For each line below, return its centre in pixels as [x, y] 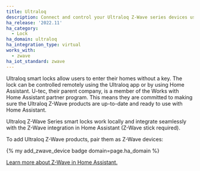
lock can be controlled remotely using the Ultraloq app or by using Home [95, 84]
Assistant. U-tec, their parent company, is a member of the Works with [93, 91]
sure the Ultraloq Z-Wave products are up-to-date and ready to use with [94, 103]
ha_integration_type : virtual [44, 45]
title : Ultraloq [26, 12]
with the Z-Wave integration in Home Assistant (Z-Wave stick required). [93, 128]
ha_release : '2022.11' [34, 23]
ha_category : [22, 28]
